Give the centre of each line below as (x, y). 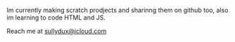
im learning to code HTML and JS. (56, 17)
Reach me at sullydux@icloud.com (57, 31)
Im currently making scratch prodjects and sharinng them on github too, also (118, 10)
